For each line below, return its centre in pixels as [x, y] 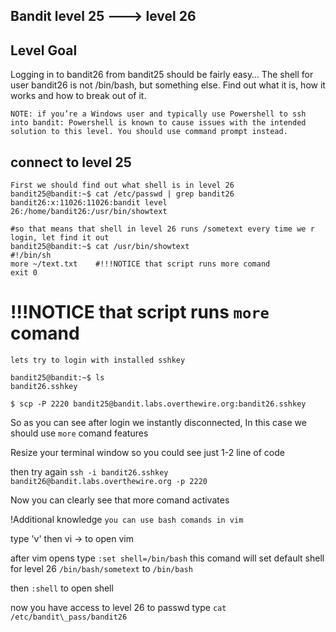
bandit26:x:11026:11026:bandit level [89, 203]
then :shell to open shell [62, 588]
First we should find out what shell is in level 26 [122, 185]
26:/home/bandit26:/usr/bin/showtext [89, 212]
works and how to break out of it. [78, 96]
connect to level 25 [71, 162]
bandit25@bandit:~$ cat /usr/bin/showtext [100, 247]
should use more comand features [79, 433]
